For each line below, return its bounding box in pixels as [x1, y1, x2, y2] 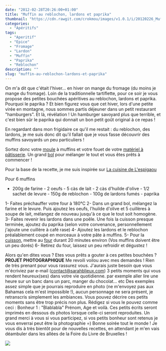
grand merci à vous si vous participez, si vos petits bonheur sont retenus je [5, 315, 158, 321]
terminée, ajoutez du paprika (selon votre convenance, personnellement [5, 221, 152, 227]
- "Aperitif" [9, 35, 37, 40]
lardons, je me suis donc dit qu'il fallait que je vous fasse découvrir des [5, 132, 150, 137]
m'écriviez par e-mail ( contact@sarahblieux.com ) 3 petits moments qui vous [5, 267, 161, 273]
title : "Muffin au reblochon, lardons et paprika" [5, 12, 112, 17]
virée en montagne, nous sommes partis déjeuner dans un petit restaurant [5, 106, 157, 112]
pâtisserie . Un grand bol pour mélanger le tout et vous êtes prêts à [5, 151, 141, 157]
